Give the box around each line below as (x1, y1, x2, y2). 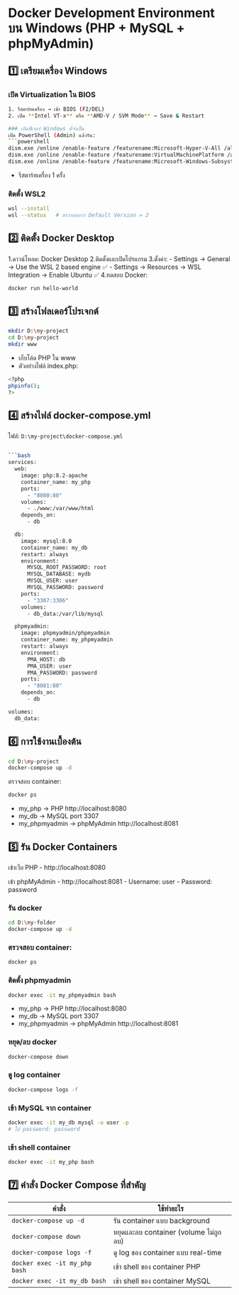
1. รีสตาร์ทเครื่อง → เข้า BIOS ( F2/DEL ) (8, 105, 105, 113)
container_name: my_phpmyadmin (21, 637, 113, 644)
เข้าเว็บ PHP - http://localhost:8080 (8, 863, 106, 871)
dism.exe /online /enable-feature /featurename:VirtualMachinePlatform (8, 151, 224, 159)
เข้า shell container (8, 1142, 71, 1152)
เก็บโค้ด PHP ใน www (18, 353, 77, 363)
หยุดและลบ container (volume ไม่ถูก (113, 1227, 222, 1237)
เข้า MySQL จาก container (8, 1103, 91, 1113)
